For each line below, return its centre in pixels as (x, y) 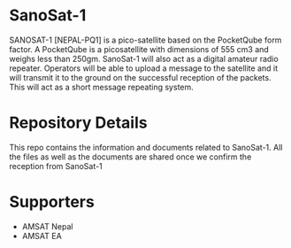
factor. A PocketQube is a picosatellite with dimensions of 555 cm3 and (139, 49)
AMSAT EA (42, 236)
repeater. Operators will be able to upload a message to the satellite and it (144, 68)
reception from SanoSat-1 (56, 166)
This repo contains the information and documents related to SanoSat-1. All (146, 147)
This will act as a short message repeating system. (102, 87)
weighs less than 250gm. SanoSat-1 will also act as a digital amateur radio (144, 58)
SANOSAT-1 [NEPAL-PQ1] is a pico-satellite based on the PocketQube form (145, 40)
